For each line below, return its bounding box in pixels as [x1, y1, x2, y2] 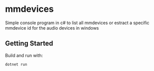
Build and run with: [5, 52, 43, 58]
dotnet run [5, 62, 27, 67]
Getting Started [5, 39, 53, 48]
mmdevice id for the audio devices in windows [5, 25, 99, 31]
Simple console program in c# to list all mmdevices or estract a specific [5, 20, 150, 26]
